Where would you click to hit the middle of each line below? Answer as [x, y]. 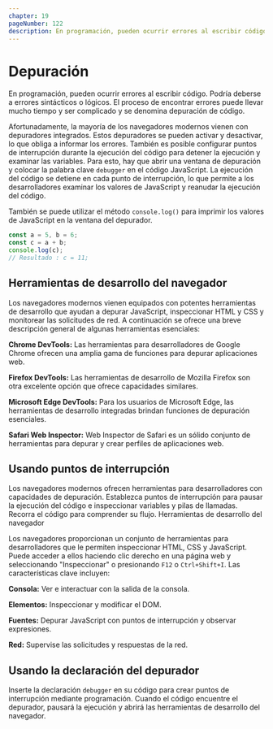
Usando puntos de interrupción [89, 469]
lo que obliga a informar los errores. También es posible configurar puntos [133, 144]
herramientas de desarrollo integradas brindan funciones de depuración [129, 410]
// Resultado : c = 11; [49, 258]
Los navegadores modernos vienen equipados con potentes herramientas [132, 302]
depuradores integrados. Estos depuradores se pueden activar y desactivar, [136, 136]
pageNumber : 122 [36, 24]
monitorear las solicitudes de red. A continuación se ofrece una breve [125, 320]
